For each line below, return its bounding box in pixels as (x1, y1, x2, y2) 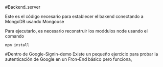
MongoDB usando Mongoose (5, 19, 65, 24)
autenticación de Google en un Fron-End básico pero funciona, (5, 56, 132, 62)
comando (5, 33, 24, 39)
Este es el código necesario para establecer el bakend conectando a (5, 14, 143, 19)
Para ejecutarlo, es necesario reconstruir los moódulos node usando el (5, 28, 148, 33)
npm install (5, 43, 29, 48)
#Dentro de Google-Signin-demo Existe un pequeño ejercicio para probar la (5, 51, 158, 57)
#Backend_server (5, 4, 41, 10)
